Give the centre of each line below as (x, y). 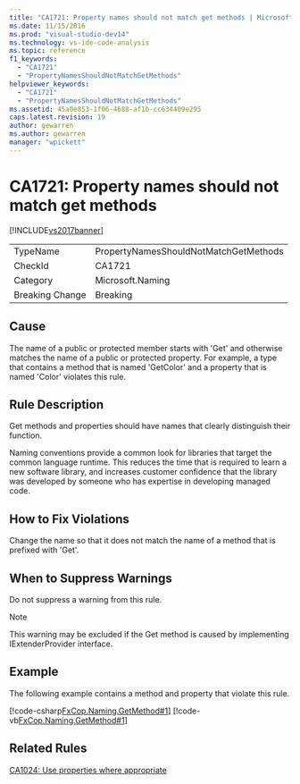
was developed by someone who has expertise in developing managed (140, 481)
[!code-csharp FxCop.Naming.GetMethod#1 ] (90, 711)
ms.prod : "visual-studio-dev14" (69, 34)
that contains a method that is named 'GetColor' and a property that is (138, 367)
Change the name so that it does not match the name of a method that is (143, 541)
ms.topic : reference (48, 51)
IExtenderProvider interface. (61, 644)
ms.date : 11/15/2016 (48, 26)
